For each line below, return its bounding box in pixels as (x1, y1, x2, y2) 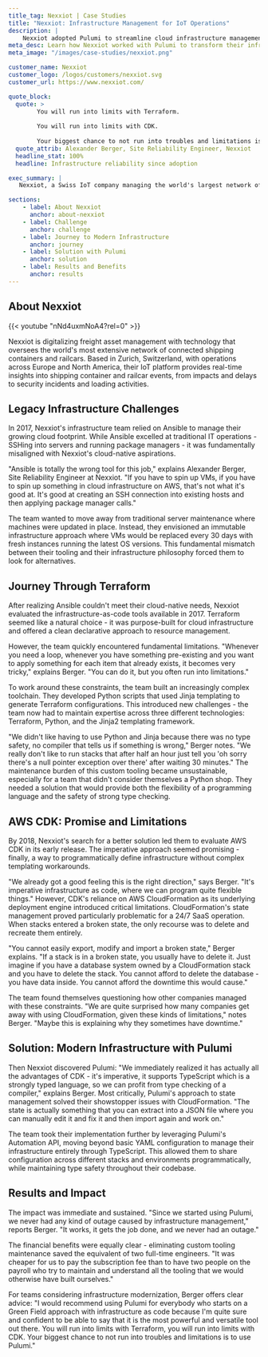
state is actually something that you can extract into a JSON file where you (8, 1105, 254, 1115)
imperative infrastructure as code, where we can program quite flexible (8, 885, 242, 895)
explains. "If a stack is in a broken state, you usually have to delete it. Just (8, 952, 251, 961)
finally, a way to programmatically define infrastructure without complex (8, 853, 245, 862)
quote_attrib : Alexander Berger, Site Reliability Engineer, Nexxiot (15, 145, 251, 153)
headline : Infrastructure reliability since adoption (15, 159, 198, 168)
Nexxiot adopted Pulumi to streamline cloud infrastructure (22, 34, 227, 42)
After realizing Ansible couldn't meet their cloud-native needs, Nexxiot (8, 601, 239, 610)
